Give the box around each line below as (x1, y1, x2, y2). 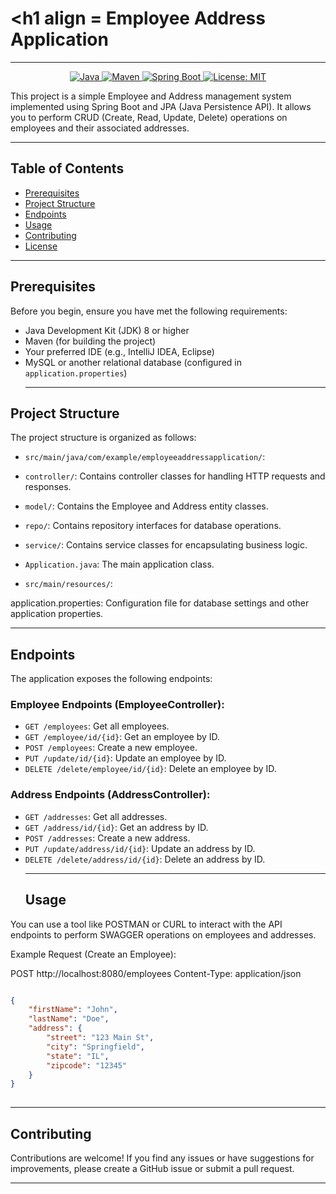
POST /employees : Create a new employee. (24, 742, 198, 754)
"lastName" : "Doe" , (28, 1014, 110, 1024)
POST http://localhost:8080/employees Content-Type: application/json (10, 967, 302, 979)
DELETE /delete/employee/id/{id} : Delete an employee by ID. (24, 763, 277, 775)
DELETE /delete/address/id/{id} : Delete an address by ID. (24, 853, 266, 865)
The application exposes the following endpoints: (10, 673, 213, 685)
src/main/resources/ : (24, 578, 113, 590)
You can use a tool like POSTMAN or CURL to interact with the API (10, 918, 283, 930)
